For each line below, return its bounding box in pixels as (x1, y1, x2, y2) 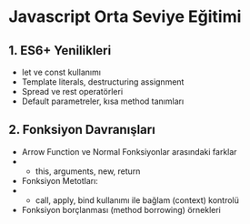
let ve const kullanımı (21, 66, 102, 77)
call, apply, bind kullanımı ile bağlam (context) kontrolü (35, 194, 240, 206)
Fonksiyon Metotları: (21, 175, 99, 186)
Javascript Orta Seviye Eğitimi (8, 6, 242, 27)
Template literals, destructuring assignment (21, 76, 185, 87)
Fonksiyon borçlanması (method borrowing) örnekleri (21, 204, 222, 215)
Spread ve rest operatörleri (21, 87, 124, 97)
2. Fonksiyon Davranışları (8, 122, 155, 137)
